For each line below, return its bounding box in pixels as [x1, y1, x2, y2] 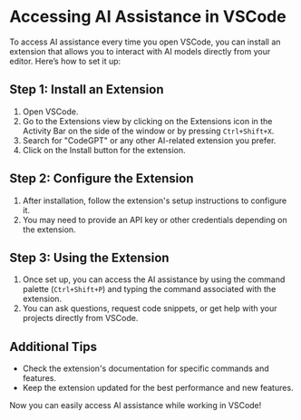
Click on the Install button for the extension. [22, 144, 186, 155]
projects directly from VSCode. [22, 313, 139, 324]
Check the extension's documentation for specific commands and [22, 363, 269, 374]
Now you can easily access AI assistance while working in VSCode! [9, 400, 262, 411]
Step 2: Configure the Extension [9, 171, 194, 187]
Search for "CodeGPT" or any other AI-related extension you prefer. [22, 134, 277, 146]
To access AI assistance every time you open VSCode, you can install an [9, 36, 281, 47]
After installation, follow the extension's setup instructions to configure [22, 195, 287, 206]
